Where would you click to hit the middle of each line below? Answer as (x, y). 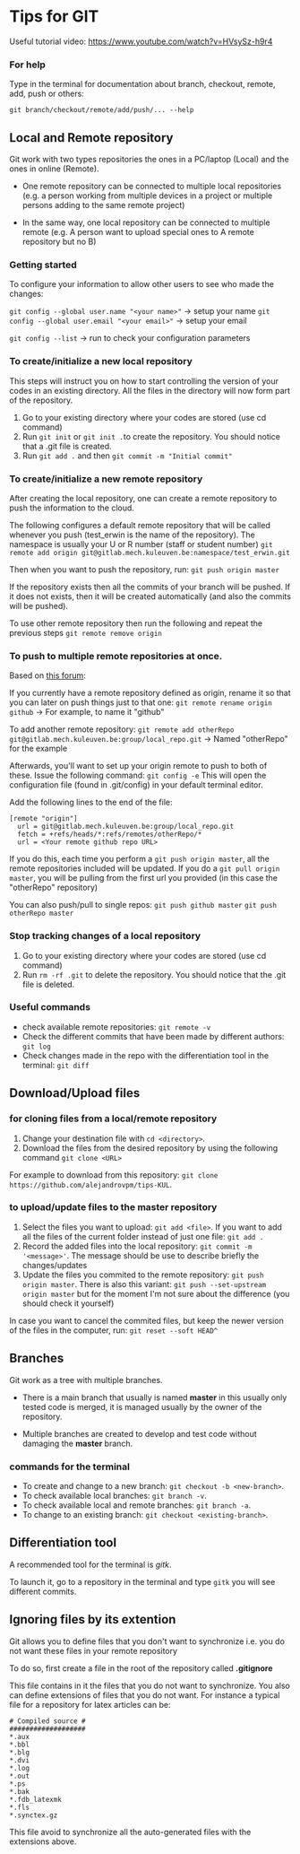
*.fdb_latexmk (36, 1799)
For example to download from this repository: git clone (114, 1175)
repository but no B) (59, 242)
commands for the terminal (69, 1467)
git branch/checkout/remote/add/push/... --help (102, 110)
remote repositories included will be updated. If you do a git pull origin (145, 868)
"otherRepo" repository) (54, 888)
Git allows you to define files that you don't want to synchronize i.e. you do (147, 1641)
